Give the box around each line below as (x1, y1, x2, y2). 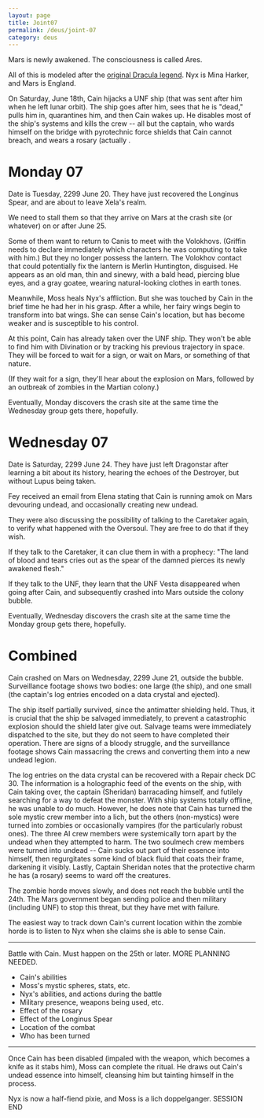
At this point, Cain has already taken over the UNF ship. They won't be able (8, 334, 251, 343)
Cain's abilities (19, 972, 68, 982)
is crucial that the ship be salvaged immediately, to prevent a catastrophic (8, 714, 247, 723)
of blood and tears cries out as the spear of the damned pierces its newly (8, 555, 246, 565)
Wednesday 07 (8, 434, 108, 452)
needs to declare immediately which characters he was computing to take (8, 245, 247, 254)
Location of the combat (19, 1023, 96, 1032)
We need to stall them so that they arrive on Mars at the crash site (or (8, 213, 233, 223)
